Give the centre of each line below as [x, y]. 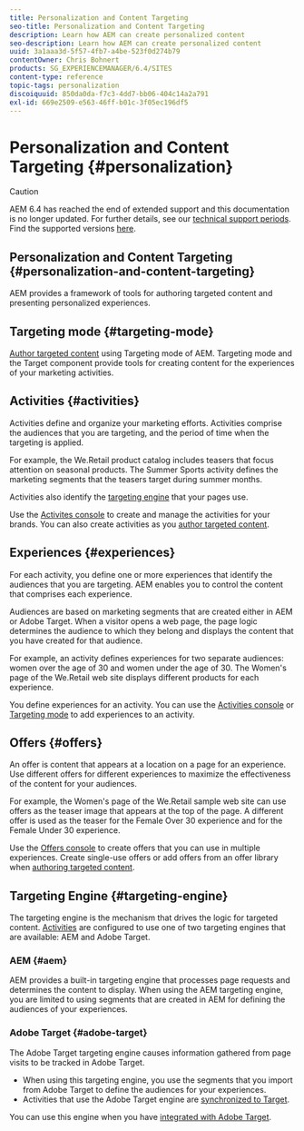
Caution [24, 192]
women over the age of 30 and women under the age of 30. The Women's [148, 668]
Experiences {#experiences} [93, 553]
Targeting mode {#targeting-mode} [112, 331]
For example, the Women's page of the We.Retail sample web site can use [148, 801]
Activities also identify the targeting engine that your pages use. [129, 497]
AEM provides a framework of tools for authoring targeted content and [141, 293]
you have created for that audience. [76, 640]
